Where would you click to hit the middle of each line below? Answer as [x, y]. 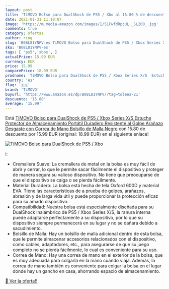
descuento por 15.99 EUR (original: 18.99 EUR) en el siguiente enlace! [77, 134]
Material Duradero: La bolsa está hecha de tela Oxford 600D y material [86, 186]
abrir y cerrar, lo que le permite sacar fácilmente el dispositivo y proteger [88, 169]
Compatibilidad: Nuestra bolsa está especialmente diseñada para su [83, 207]
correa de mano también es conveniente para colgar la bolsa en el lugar [87, 266]
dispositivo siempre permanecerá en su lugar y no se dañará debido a [85, 223]
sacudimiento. [27, 228]
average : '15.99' [23, 104]
